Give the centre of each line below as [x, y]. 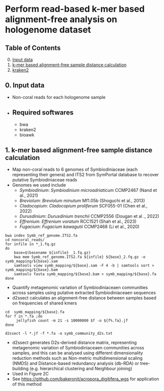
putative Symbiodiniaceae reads [45, 180]
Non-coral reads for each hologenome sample [59, 97]
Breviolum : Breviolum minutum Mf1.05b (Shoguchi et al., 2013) [82, 201]
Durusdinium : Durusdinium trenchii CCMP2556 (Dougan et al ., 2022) [89, 216]
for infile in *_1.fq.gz [30, 244]
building [20, 368]
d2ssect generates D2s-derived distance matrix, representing [74, 343]
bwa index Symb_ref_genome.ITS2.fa [41, 236]
